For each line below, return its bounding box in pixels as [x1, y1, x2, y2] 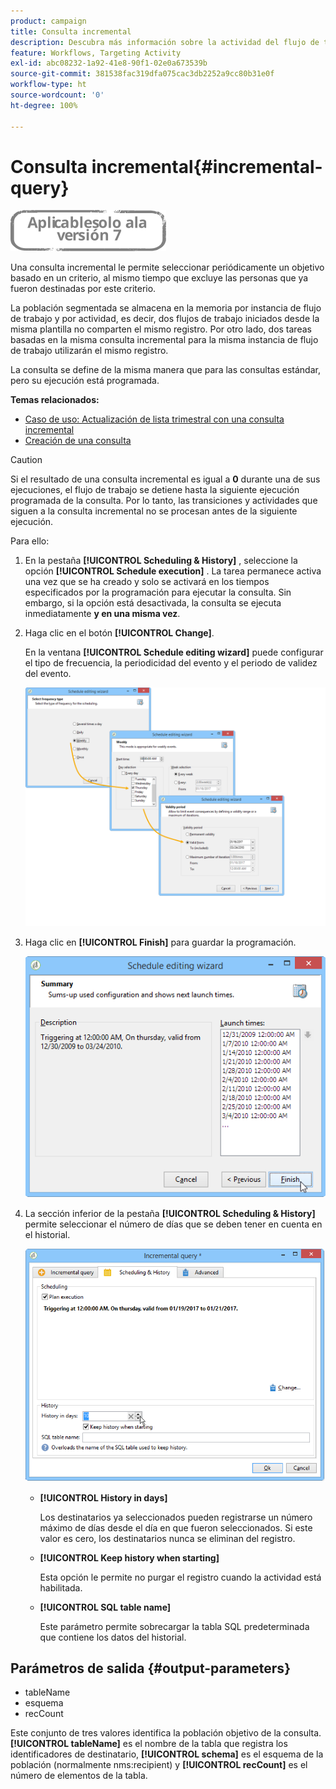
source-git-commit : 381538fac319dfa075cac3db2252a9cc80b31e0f [10, 69, 275, 79]
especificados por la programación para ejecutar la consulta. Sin [24, 586, 292, 599]
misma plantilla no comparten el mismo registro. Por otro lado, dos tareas [10, 323, 312, 335]
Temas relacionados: [10, 394, 100, 406]
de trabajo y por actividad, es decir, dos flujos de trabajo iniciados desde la [10, 313, 320, 325]
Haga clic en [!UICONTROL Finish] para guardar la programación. [24, 936, 297, 949]
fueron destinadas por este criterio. [10, 283, 157, 295]
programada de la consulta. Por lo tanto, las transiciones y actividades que [10, 495, 318, 507]
